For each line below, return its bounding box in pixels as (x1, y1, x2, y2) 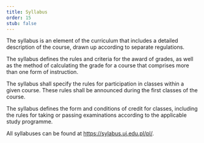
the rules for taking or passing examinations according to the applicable (6, 111, 188, 119)
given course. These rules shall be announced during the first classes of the (6, 87, 198, 94)
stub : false (6, 20, 37, 26)
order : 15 (6, 15, 32, 21)
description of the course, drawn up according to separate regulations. (6, 43, 185, 51)
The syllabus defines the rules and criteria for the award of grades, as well (6, 56, 194, 63)
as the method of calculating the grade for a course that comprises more (6, 62, 189, 69)
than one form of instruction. (6, 68, 78, 76)
